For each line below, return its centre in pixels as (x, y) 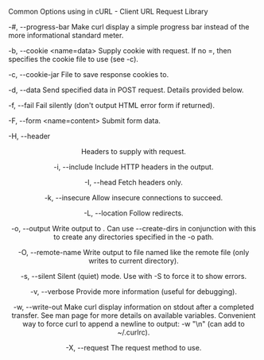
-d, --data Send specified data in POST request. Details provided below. (126, 90)
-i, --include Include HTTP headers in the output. (134, 167)
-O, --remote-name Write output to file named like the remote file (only (134, 252)
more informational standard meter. (66, 35)
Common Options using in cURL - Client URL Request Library (108, 12)
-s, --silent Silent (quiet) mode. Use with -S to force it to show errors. (134, 276)
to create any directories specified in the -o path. (134, 237)
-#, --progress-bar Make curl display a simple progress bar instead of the (129, 27)
